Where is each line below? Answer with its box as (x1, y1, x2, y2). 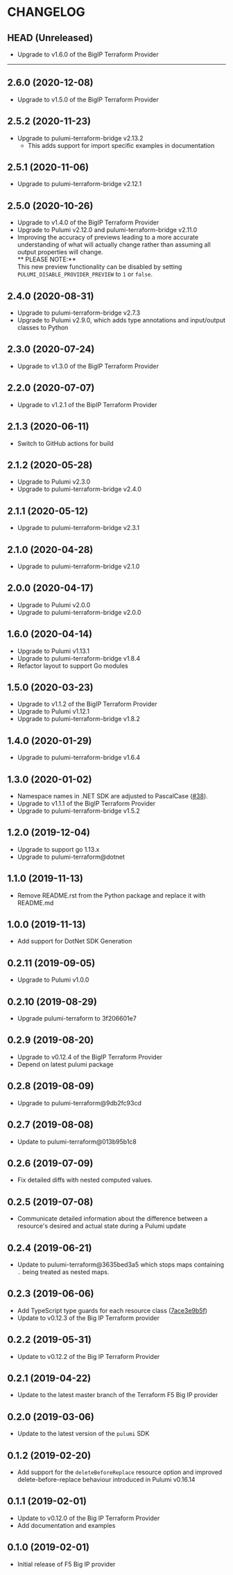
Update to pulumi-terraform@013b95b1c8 (17, 1137, 137, 1146)
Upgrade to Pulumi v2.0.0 (17, 600, 91, 609)
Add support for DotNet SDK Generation (17, 937, 132, 946)
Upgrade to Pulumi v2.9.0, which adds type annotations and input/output (17, 316, 226, 324)
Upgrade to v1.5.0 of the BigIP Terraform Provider (17, 95, 159, 104)
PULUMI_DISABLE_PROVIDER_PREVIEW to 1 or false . (17, 270, 153, 279)
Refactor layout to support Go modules (17, 661, 128, 670)
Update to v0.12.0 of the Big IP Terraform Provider (17, 1514, 160, 1522)
